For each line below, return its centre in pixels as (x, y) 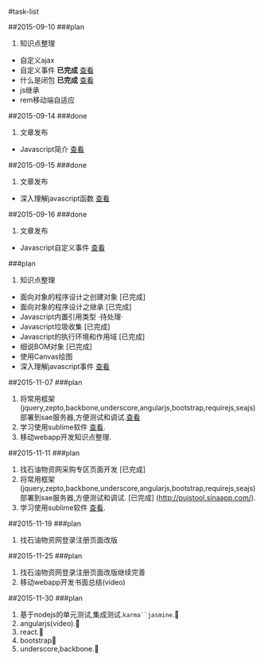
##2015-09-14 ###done (48, 116)
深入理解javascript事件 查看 (64, 366)
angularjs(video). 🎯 (50, 623)
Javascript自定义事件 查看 (62, 247)
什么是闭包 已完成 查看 (56, 80)
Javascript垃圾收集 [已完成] (65, 327)
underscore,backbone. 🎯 (59, 649)
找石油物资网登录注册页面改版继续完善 (82, 572)
